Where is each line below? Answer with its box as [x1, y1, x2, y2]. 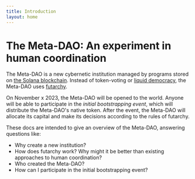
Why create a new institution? [14, 142, 87, 149]
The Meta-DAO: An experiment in [6, 39, 172, 52]
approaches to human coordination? [14, 154, 102, 161]
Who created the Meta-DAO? [14, 160, 85, 167]
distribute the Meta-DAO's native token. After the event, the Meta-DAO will [6, 107, 186, 114]
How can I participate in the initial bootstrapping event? [14, 167, 148, 174]
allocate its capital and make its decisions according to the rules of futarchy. [6, 113, 190, 120]
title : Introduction [6, 8, 57, 15]
